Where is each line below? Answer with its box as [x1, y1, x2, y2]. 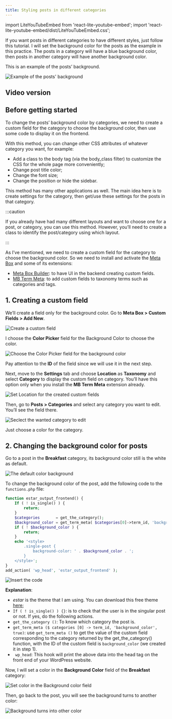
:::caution [5, 208, 26, 214]
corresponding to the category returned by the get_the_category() [12, 635, 153, 641]
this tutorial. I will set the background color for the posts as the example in [5, 42, 161, 49]
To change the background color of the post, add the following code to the [5, 480, 163, 487]
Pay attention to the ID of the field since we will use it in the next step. [5, 361, 153, 367]
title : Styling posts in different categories [5, 7, 106, 13]
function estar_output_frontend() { [5, 496, 83, 501]
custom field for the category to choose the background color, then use [5, 124, 156, 131]
